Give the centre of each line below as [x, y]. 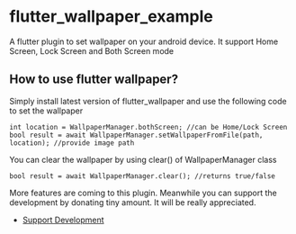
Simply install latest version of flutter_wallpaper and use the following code [148, 101]
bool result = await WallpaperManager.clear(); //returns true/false [143, 176]
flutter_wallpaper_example [111, 17]
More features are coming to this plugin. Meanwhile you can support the [143, 193]
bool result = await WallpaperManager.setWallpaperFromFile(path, [136, 135]
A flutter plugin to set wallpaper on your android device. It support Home [144, 41]
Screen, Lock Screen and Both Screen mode [92, 50]
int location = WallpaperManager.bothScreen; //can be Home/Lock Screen [148, 127]
